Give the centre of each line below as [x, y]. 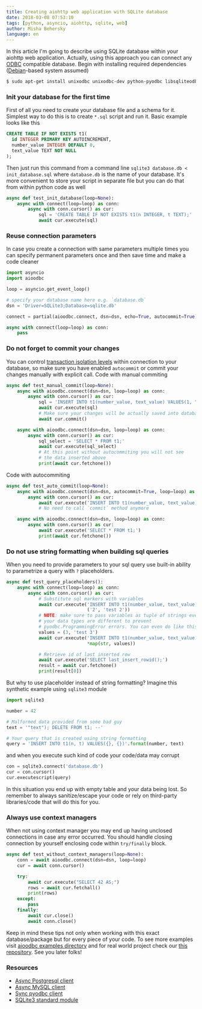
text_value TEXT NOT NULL [44, 151]
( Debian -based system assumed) [47, 70]
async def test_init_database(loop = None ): [60, 198]
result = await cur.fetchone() [78, 666]
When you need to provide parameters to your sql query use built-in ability [99, 565]
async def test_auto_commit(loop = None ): [58, 486]
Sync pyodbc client [39, 993]
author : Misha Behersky [36, 29]
